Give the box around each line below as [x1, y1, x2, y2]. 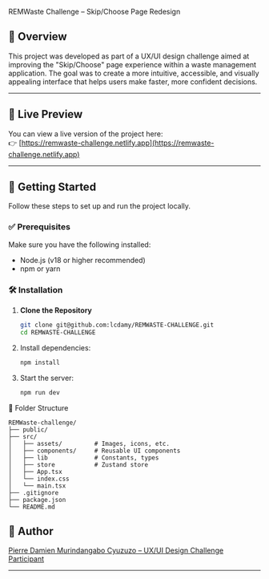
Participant [8, 554, 45, 564]
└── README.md [8, 503, 56, 511]
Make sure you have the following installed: [8, 240, 151, 249]
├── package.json [8, 496, 66, 504]
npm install [19, 358, 60, 366]
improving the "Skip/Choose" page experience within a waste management [8, 59, 257, 69]
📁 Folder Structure [8, 403, 69, 412]
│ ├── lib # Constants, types [8, 453, 159, 462]
